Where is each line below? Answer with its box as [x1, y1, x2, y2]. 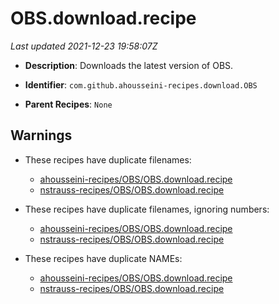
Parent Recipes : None [24, 98, 113, 110]
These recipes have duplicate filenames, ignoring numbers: [24, 203, 270, 215]
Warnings [10, 127, 73, 144]
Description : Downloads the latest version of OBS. [24, 59, 234, 71]
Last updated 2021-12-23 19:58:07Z [10, 40, 158, 52]
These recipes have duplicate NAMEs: [24, 252, 183, 264]
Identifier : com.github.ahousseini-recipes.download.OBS [24, 78, 258, 91]
